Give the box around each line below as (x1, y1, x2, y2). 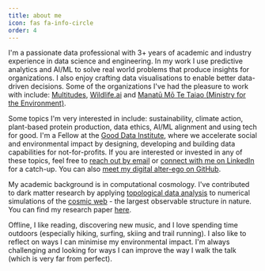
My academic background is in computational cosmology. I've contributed (8, 180, 250, 189)
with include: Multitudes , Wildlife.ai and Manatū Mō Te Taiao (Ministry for (8, 90, 247, 100)
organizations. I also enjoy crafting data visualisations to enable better (8, 73, 237, 83)
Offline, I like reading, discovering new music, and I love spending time (8, 220, 239, 230)
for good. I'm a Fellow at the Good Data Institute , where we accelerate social (8, 131, 257, 140)
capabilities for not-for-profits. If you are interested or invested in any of (8, 147, 243, 157)
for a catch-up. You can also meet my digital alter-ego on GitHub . (8, 164, 221, 174)
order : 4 (8, 26, 37, 34)
